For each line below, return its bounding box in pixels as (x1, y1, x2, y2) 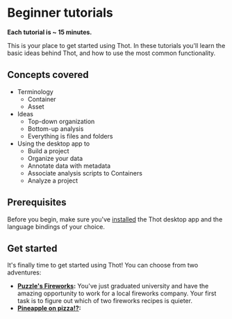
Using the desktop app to (17, 139, 90, 148)
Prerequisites (7, 196, 67, 208)
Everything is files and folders (27, 132, 113, 140)
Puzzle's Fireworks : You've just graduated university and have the (17, 282, 209, 290)
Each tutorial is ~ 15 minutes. (7, 28, 92, 36)
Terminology (17, 87, 53, 95)
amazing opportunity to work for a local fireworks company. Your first (17, 289, 217, 297)
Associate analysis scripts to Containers (27, 169, 142, 177)
